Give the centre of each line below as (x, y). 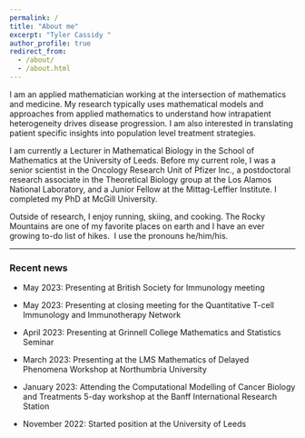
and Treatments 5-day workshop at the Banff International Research (150, 397)
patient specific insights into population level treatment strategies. (133, 133)
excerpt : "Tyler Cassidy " (60, 35)
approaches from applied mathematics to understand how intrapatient (140, 114)
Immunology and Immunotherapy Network (102, 315)
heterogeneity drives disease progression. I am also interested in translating (151, 123)
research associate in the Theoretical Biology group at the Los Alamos (141, 179)
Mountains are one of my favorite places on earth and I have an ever (137, 226)
